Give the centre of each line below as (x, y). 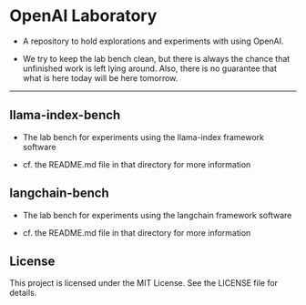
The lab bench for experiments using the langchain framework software (157, 215)
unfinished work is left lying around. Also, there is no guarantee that (150, 68)
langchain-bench (59, 193)
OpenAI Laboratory (83, 16)
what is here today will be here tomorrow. (100, 77)
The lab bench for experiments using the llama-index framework (143, 137)
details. (23, 293)
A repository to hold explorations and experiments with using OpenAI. (153, 41)
